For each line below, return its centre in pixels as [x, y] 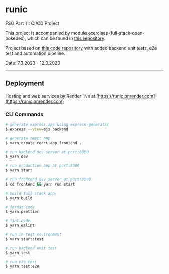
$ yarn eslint [20, 225]
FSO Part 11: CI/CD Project [32, 23]
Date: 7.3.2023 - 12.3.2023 [33, 63]
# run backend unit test [31, 248]
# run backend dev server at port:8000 [47, 152]
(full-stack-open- [127, 33]
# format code [20, 207]
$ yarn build [19, 198]
